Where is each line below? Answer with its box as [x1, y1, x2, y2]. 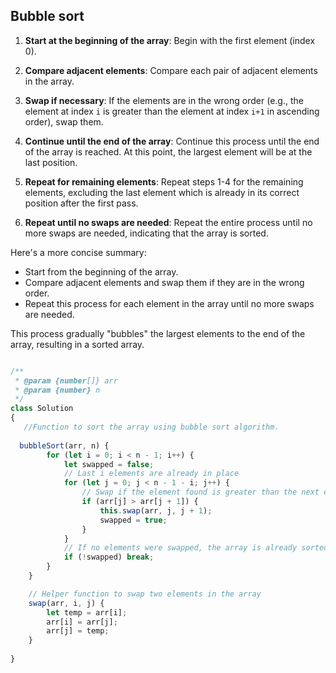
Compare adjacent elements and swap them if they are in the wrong [24, 276, 305, 288]
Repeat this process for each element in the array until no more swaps [24, 297, 315, 309]
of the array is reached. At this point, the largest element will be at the [24, 145, 313, 158]
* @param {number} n [14, 385, 101, 395]
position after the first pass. [24, 197, 139, 209]
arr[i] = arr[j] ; [46, 617, 118, 627]
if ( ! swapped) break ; [63, 552, 155, 563]
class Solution [10, 404, 74, 414]
